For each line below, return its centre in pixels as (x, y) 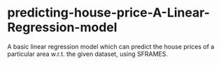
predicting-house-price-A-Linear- (108, 13)
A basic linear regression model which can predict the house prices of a (111, 46)
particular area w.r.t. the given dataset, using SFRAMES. (87, 54)
